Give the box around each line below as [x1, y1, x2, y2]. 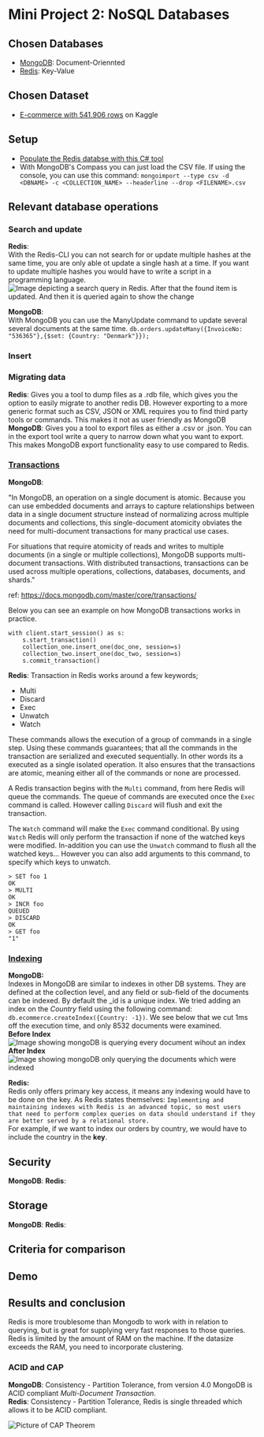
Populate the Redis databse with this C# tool [19, 154, 164, 163]
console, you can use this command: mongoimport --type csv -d [19, 170, 230, 180]
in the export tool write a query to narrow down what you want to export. [8, 431, 244, 441]
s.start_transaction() [22, 636, 97, 644]
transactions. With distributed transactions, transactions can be [43, 558, 249, 568]
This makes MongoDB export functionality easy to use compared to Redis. [8, 440, 250, 449]
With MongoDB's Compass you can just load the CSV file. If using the [19, 162, 246, 171]
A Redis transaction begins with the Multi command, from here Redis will [8, 783, 246, 793]
